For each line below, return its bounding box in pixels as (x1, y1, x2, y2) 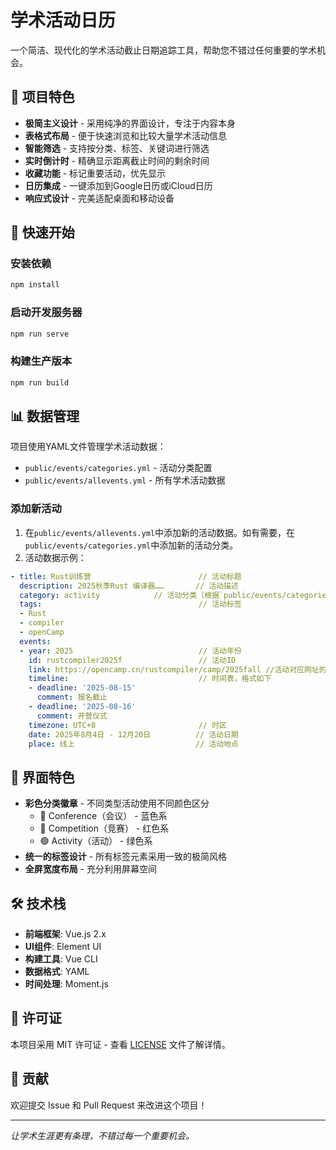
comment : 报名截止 (36, 692, 108, 703)
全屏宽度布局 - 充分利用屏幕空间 (24, 863, 158, 875)
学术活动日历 (10, 9, 117, 32)
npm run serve (10, 329, 70, 339)
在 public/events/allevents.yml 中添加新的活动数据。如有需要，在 (24, 526, 296, 538)
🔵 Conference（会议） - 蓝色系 (39, 810, 168, 822)
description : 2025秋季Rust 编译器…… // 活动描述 (19, 581, 239, 591)
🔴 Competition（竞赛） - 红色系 (39, 822, 170, 835)
